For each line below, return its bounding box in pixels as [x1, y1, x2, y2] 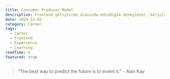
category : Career [5, 21, 42, 27]
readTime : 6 [5, 50, 30, 55]
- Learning [10, 45, 33, 50]
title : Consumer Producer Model [5, 7, 73, 13]
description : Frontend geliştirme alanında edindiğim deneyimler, [5, 12, 148, 17]
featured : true [5, 54, 37, 60]
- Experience [10, 41, 37, 46]
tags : [5, 26, 17, 31]
